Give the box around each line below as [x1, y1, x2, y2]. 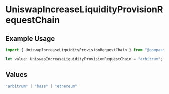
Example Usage [5, 34, 55, 43]
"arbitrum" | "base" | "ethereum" [5, 84, 78, 89]
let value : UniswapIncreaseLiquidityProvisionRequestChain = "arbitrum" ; [5, 56, 163, 61]
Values [5, 70, 28, 79]
